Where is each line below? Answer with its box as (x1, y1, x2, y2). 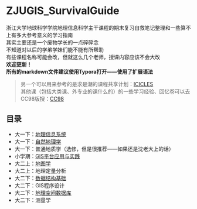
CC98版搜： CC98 (20, 95, 64, 102)
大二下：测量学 (14, 196, 51, 203)
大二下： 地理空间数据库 (14, 189, 72, 196)
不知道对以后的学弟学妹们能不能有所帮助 (6, 46, 104, 53)
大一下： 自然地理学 (14, 138, 62, 145)
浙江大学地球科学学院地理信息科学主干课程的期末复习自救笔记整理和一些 (6, 24, 181, 31)
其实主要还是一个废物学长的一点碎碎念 (6, 39, 98, 46)
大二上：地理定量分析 (14, 167, 66, 174)
